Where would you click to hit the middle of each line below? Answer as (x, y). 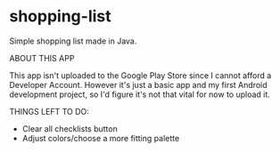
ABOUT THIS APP (42, 58)
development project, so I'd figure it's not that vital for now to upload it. (140, 94)
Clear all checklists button (70, 128)
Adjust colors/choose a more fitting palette (101, 138)
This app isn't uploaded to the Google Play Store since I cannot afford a (140, 75)
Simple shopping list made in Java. (73, 41)
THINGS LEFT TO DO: (49, 111)
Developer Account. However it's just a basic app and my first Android (138, 84)
